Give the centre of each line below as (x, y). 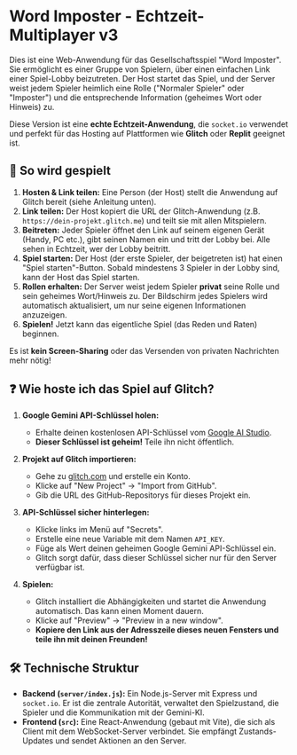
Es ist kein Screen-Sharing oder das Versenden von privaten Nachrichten (144, 350)
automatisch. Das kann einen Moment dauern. (119, 610)
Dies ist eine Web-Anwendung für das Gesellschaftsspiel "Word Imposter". (145, 59)
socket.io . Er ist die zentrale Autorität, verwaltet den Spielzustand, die (150, 704)
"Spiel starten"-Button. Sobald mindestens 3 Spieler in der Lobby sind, (151, 267)
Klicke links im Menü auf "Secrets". (99, 529)
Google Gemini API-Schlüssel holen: (90, 415)
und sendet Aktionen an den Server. (121, 741)
